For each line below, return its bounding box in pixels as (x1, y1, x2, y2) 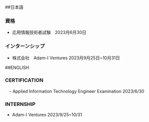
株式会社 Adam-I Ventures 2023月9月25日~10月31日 (12, 55, 120, 61)
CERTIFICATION (5, 77, 44, 84)
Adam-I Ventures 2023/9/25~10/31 (12, 112, 82, 118)
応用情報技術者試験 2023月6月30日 (12, 30, 87, 35)
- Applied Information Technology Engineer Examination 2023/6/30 (9, 88, 145, 94)
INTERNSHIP (5, 101, 36, 107)
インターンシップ (5, 43, 45, 50)
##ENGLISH (5, 65, 29, 70)
